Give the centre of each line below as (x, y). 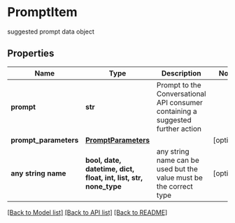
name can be (178, 160)
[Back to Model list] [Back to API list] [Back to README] (87, 212)
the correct (175, 186)
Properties (31, 53)
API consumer (179, 102)
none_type (104, 186)
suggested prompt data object (51, 31)
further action (179, 129)
